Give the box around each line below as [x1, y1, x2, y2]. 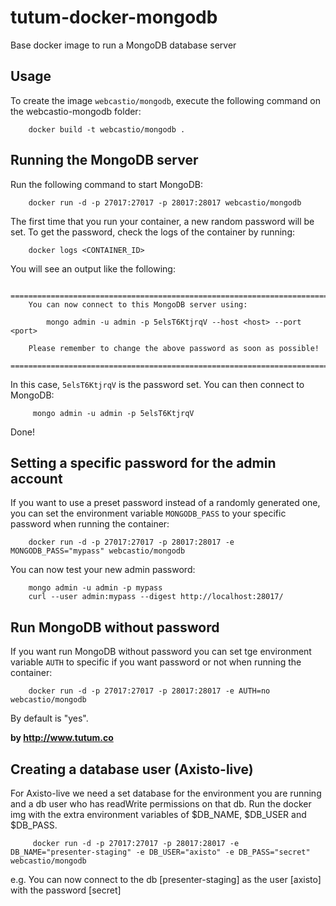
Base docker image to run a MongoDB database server [10, 39, 237, 51]
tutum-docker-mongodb [10, 6, 218, 29]
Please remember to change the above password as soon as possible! [28, 343, 320, 353]
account [10, 470, 63, 487]
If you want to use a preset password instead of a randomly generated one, [10, 497, 321, 509]
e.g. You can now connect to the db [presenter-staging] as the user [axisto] [10, 874, 322, 885]
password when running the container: [10, 518, 170, 530]
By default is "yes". [10, 712, 89, 725]
